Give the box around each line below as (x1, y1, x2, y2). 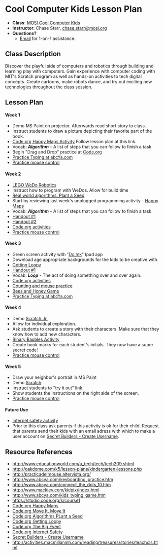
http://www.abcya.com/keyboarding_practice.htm (12, 477, 113, 482)
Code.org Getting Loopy (12, 518, 62, 524)
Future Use (5, 407, 28, 412)
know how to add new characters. (12, 331, 81, 337)
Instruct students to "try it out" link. (12, 385, 84, 391)
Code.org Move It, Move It (12, 508, 66, 514)
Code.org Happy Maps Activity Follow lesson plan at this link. (12, 139, 137, 145)
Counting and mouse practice (12, 283, 73, 289)
